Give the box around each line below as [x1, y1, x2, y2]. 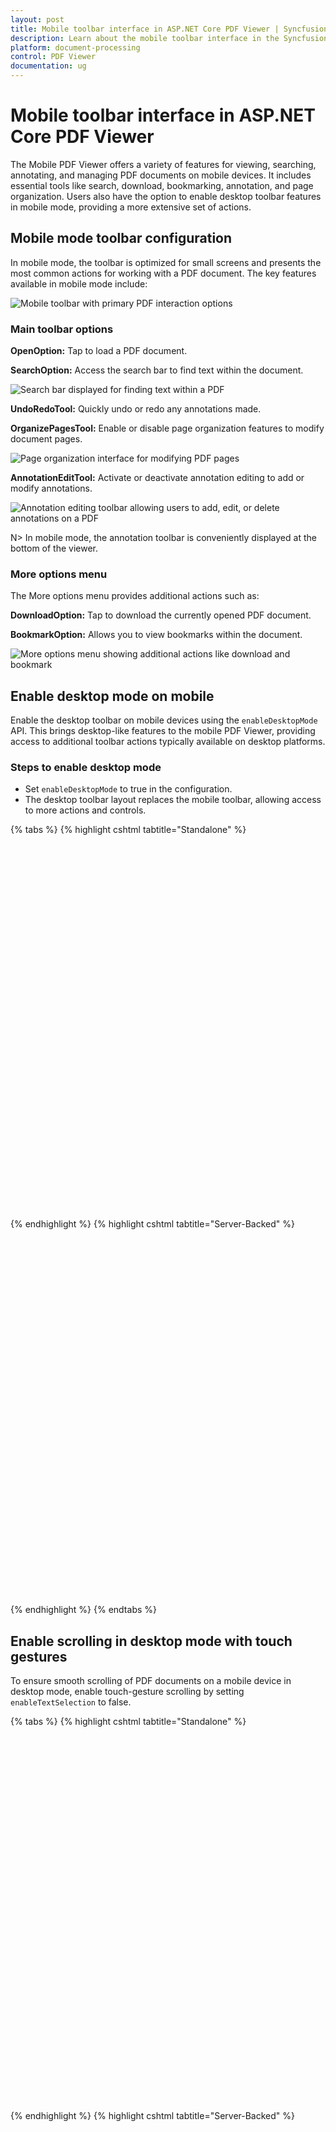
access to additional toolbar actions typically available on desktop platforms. [10, 736, 326, 748]
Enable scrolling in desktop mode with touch [10, 1632, 293, 1650]
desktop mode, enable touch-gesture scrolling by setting [10, 1686, 245, 1698]
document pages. [10, 433, 83, 445]
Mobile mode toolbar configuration [10, 230, 233, 247]
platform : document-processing [10, 42, 141, 53]
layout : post [10, 14, 65, 25]
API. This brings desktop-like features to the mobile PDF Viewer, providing [10, 725, 316, 737]
